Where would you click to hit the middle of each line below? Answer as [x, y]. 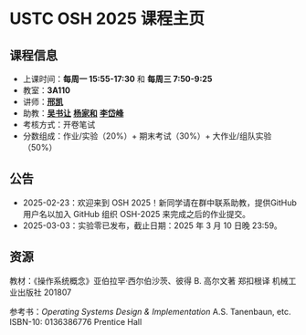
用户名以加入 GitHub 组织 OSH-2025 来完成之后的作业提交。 [137, 214]
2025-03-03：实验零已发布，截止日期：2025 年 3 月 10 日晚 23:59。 [153, 225]
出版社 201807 [44, 292]
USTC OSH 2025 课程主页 [107, 19]
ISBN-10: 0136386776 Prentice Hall [76, 321]
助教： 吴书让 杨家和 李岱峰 [73, 113]
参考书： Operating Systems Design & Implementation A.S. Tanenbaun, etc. [150, 311]
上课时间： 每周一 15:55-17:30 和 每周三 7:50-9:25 [117, 79]
